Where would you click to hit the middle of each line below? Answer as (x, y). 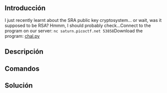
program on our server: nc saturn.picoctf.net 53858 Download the (74, 31)
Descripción (24, 52)
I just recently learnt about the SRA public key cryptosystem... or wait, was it (83, 20)
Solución (19, 85)
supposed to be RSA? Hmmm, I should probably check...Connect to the (78, 25)
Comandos (22, 68)
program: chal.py (22, 36)
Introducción (25, 8)
